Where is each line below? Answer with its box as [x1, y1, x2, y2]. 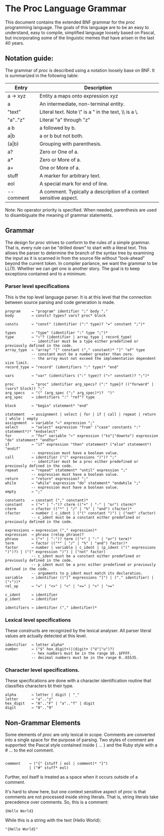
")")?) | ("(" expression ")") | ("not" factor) [5, 549, 106, 554]
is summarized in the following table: [5, 72, 79, 79]
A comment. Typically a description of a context [40, 188, 149, 195]
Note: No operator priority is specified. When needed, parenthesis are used [5, 207, 157, 213]
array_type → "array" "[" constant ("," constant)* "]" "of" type [5, 347, 145, 352]
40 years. [5, 40, 24, 46]
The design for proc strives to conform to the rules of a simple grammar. [5, 239, 150, 245]
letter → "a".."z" [5, 697, 54, 702]
